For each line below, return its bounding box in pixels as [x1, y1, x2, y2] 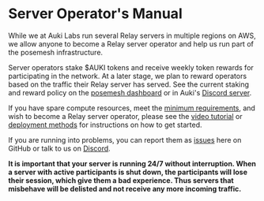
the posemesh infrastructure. [8, 47, 104, 57]
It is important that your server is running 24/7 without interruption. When [8, 158, 257, 168]
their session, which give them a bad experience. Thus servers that [8, 175, 235, 185]
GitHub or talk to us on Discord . [8, 143, 111, 153]
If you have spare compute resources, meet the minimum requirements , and [8, 103, 255, 113]
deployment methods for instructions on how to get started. [8, 120, 203, 129]
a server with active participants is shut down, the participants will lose [8, 167, 247, 177]
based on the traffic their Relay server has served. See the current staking [8, 80, 250, 89]
